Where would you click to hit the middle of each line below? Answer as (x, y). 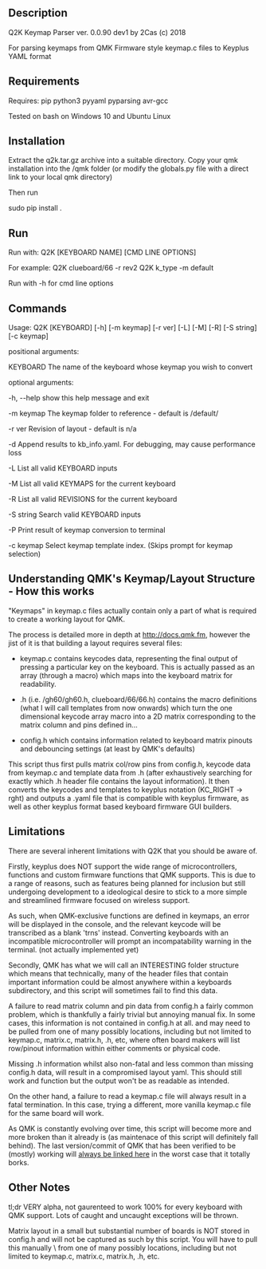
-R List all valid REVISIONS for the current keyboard (93, 499)
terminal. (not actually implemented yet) (74, 949)
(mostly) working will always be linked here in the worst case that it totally (129, 1154)
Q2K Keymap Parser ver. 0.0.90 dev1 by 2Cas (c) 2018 (97, 32)
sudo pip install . (35, 208)
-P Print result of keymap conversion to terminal (87, 530)
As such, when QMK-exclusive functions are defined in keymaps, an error (129, 916)
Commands (38, 308)
